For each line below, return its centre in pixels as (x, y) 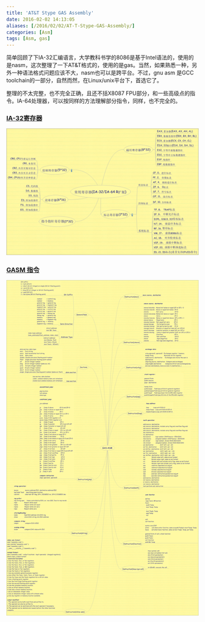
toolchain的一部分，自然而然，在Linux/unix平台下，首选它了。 (85, 80)
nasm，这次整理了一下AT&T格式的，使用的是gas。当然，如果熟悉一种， (102, 65)
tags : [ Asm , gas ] (28, 39)
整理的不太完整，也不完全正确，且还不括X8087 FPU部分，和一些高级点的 (98, 93)
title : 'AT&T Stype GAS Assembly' (50, 13)
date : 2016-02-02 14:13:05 (41, 19)
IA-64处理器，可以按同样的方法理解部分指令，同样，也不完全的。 (99, 101)
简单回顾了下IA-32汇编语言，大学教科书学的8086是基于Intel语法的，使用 (98, 57)
